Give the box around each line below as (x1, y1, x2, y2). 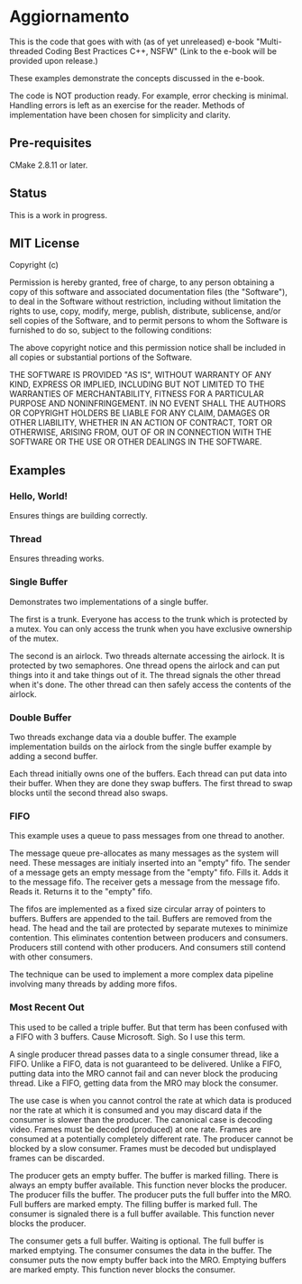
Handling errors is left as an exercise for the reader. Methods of (9, 99, 245, 110)
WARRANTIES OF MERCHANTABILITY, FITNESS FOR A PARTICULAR (9, 389, 264, 399)
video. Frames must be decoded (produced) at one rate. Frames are (9, 1123, 261, 1134)
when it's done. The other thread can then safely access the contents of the (9, 679, 292, 690)
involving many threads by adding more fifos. (9, 978, 178, 989)
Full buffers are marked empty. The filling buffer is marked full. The (9, 1198, 259, 1209)
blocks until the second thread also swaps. (9, 787, 169, 798)
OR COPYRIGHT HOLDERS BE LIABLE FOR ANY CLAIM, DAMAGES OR (9, 408, 270, 418)
